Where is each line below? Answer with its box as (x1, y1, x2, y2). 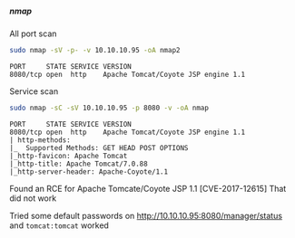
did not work (9, 193, 57, 204)
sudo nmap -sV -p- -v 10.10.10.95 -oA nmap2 (9, 45, 181, 54)
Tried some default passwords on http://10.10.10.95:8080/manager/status (9, 210, 283, 221)
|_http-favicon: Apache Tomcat (9, 151, 128, 160)
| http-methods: (9, 135, 71, 145)
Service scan (9, 85, 59, 97)
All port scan (9, 28, 57, 39)
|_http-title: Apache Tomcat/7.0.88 (9, 159, 148, 168)
